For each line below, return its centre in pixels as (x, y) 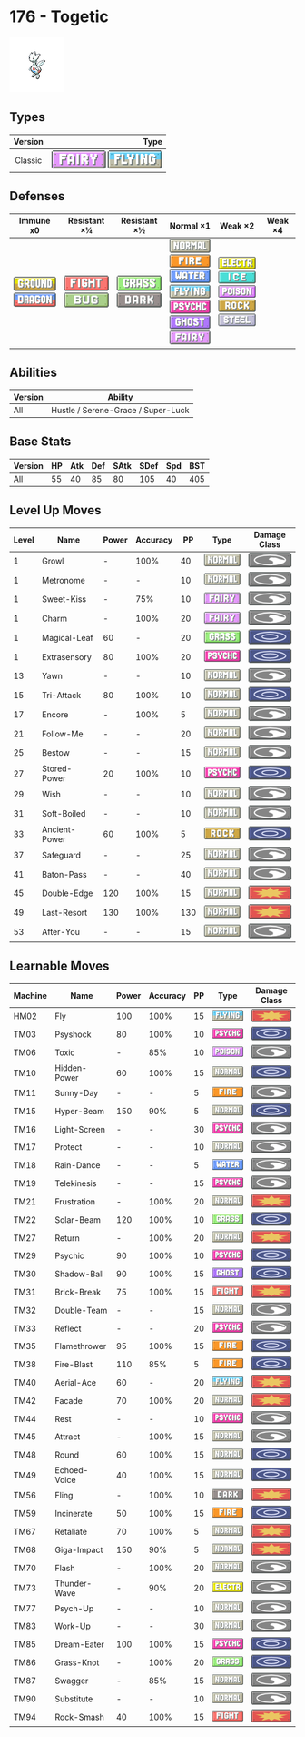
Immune (34, 221)
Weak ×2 (237, 226)
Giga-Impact (79, 1549)
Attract (67, 1437)
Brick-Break (78, 1292)
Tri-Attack (62, 696)
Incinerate (73, 1514)
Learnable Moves (59, 966)
